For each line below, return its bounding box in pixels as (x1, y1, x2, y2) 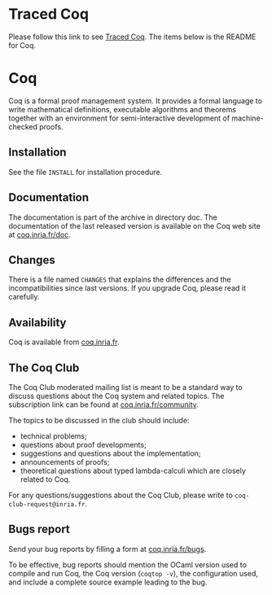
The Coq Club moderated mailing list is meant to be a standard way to (8, 382, 243, 392)
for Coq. (8, 40, 37, 50)
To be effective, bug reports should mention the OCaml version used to (8, 559, 247, 570)
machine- (231, 113, 264, 123)
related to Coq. (20, 474, 71, 484)
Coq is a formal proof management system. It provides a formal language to (8, 95, 263, 106)
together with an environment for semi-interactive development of (8, 113, 230, 123)
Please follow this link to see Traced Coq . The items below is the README (8, 32, 257, 42)
